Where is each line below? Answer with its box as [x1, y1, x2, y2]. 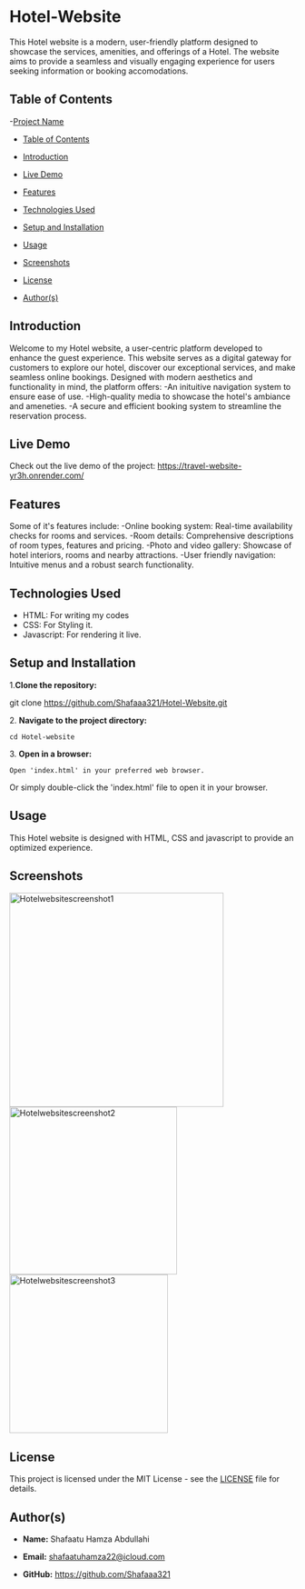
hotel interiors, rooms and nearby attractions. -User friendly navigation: [9, 550, 277, 561]
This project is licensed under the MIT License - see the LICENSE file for [9, 1474, 280, 1484]
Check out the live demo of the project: [9, 461, 156, 472]
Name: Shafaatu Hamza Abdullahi [22, 1534, 150, 1544]
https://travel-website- [157, 461, 242, 472]
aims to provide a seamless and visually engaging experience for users [9, 55, 275, 66]
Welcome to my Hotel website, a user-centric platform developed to [9, 343, 263, 354]
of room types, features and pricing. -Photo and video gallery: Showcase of [9, 540, 292, 551]
